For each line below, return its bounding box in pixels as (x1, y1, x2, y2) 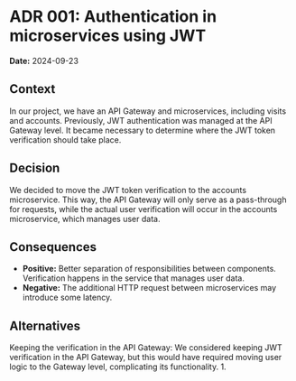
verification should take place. (9, 134, 122, 145)
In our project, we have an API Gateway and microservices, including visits (9, 106, 287, 116)
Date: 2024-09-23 (9, 55, 79, 66)
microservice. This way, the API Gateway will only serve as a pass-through (9, 194, 287, 205)
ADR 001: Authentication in (9, 6, 217, 27)
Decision (9, 161, 60, 176)
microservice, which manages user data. (9, 213, 161, 224)
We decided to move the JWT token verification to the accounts (9, 184, 246, 195)
